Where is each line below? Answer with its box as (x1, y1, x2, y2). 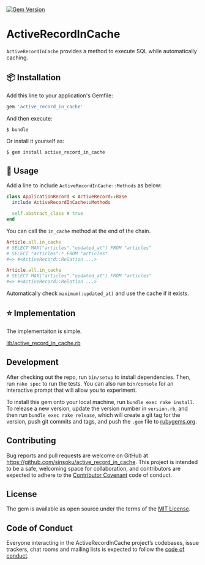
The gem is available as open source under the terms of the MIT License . (6, 505, 191, 512)
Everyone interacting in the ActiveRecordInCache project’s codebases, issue (6, 539, 199, 547)
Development (6, 357, 59, 367)
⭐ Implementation (6, 308, 76, 318)
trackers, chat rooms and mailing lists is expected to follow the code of (6, 545, 185, 553)
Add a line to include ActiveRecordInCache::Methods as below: (6, 182, 162, 189)
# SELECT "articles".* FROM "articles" (6, 250, 108, 256)
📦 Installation (6, 72, 61, 83)
